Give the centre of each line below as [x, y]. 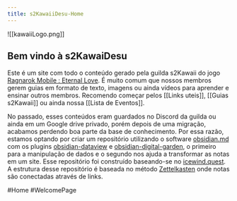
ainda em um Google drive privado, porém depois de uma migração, [107, 124]
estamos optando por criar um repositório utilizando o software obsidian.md [118, 139]
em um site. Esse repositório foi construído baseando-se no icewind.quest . [117, 162]
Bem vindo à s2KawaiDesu [67, 56]
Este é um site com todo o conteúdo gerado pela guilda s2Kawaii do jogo [114, 73]
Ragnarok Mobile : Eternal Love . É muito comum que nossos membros [110, 80]
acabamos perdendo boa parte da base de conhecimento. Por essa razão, [116, 132]
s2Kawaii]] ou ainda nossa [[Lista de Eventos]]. [76, 103]
